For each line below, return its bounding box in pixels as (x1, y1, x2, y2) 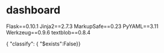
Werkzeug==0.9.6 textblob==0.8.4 (6, 29, 91, 36)
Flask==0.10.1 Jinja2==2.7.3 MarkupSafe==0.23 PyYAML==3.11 (6, 23, 159, 30)
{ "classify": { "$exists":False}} (6, 40, 81, 47)
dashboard (6, 3, 61, 17)
